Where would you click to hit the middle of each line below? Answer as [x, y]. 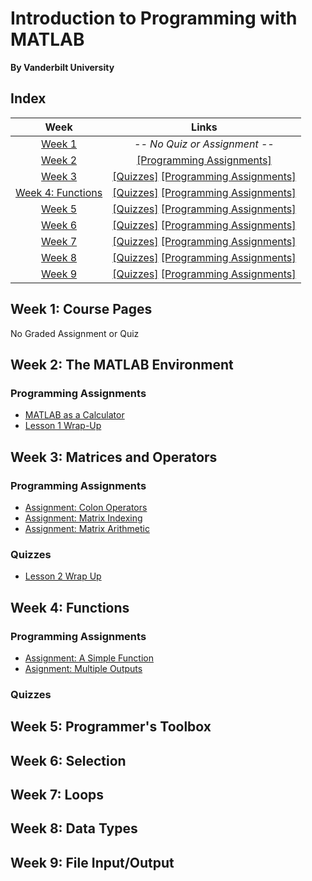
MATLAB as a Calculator [74, 415]
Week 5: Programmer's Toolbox [111, 727]
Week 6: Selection [68, 760]
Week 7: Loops [57, 795]
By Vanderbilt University [62, 67]
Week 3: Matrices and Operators [114, 457]
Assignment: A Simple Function [89, 658]
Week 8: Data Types [74, 828]
